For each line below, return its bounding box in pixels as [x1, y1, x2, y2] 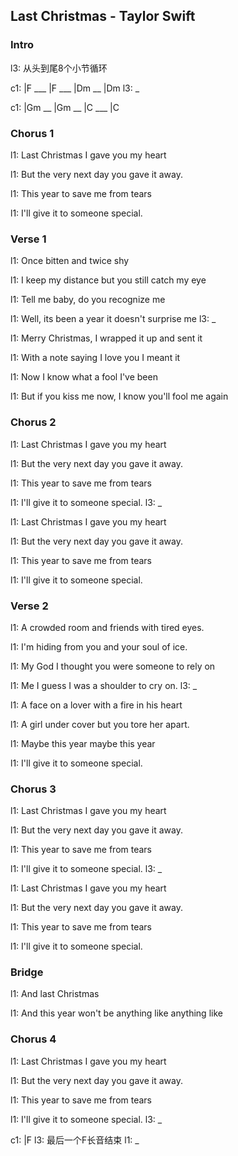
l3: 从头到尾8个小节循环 [10, 62, 108, 74]
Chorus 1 [10, 126, 55, 140]
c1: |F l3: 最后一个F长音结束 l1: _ [10, 1134, 140, 1146]
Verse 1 [10, 232, 47, 246]
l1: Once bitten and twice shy [10, 255, 130, 267]
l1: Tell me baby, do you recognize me [10, 294, 166, 306]
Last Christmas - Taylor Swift [10, 8, 196, 25]
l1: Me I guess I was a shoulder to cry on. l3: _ [10, 679, 198, 691]
